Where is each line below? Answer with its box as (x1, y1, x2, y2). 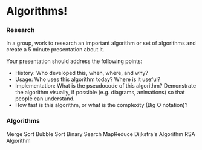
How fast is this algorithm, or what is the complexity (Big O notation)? (15, 102, 188, 109)
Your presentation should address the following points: (6, 57, 143, 65)
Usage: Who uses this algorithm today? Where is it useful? (15, 76, 161, 83)
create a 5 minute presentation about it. (6, 46, 105, 53)
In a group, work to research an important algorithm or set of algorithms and (6, 39, 197, 47)
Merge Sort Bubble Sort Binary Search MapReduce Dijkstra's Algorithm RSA (6, 130, 195, 137)
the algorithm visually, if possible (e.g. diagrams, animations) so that (15, 89, 186, 96)
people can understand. (15, 95, 75, 102)
